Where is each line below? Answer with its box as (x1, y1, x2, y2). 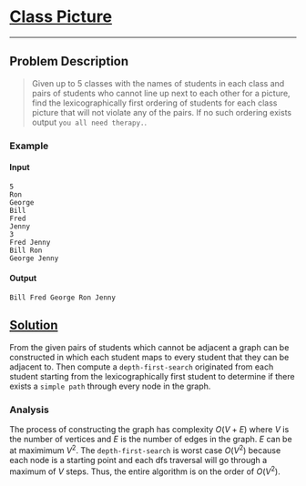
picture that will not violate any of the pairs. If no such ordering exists (31, 106, 292, 117)
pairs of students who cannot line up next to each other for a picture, (31, 87, 291, 98)
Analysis (9, 403, 50, 416)
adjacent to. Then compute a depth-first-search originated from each (9, 361, 274, 372)
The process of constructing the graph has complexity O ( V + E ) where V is (9, 424, 290, 435)
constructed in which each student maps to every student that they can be (9, 351, 290, 362)
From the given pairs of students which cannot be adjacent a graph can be (9, 341, 290, 352)
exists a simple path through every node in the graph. (9, 380, 211, 391)
